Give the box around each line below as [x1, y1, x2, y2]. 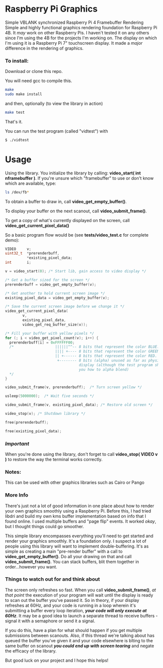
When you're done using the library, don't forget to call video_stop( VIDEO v [5, 451, 158, 457]
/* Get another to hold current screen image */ [5, 291, 105, 296]
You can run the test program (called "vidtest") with [5, 128, 108, 134]
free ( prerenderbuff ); [5, 420, 49, 425]
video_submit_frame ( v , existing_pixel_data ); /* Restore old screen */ [5, 402, 153, 408]
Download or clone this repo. [5, 69, 63, 74]
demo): [5, 237, 19, 243]
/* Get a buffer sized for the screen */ [5, 277, 90, 282]
